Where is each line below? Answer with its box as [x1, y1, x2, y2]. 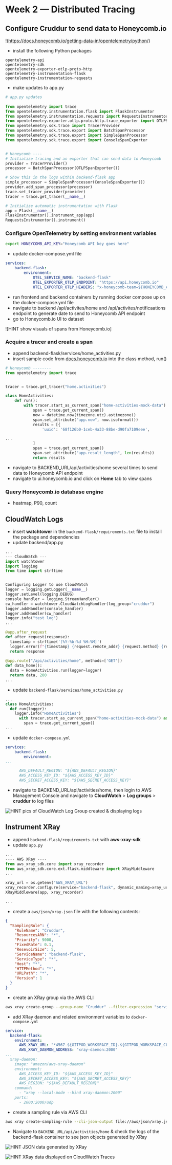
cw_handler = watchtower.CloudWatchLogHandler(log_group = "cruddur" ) [5, 601, 155, 606]
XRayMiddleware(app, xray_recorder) [5, 890, 83, 895]
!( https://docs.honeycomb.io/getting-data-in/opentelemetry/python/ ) [5, 38, 150, 44]
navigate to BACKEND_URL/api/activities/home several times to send [12, 464, 158, 471]
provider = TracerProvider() [5, 161, 68, 166]
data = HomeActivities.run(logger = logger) [10, 668, 102, 673]
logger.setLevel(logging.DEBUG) [5, 592, 74, 597]
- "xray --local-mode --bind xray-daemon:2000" [18, 1090, 123, 1096]
